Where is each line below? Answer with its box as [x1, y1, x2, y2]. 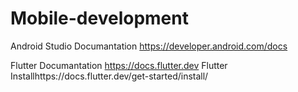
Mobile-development [10, 7, 189, 30]
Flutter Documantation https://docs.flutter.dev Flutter [10, 59, 228, 71]
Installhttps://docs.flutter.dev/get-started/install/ [10, 70, 209, 82]
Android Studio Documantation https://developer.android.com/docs [10, 40, 288, 52]
